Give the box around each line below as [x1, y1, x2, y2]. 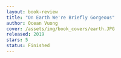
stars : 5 [6, 37, 28, 43]
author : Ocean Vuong [6, 20, 59, 26]
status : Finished [6, 43, 50, 49]
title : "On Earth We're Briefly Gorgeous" [6, 14, 115, 21]
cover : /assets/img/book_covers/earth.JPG [6, 25, 115, 32]
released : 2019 [6, 31, 45, 37]
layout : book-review [6, 8, 59, 15]
